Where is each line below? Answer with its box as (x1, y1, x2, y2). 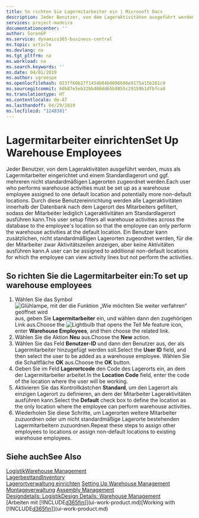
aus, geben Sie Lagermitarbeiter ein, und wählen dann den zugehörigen (14, 315, 192, 322)
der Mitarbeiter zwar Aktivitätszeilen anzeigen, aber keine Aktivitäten (6, 241, 175, 248)
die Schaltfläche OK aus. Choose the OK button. (14, 359, 131, 366)
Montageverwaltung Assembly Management (6, 486, 114, 493)
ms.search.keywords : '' (6, 63, 65, 70)
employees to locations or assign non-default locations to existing (14, 428, 176, 436)
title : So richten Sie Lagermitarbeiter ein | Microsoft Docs (6, 8, 163, 15)
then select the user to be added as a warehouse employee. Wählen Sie (14, 353, 190, 360)
